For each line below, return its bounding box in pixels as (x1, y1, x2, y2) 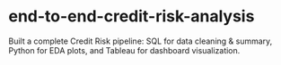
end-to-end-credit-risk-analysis (8, 6, 255, 27)
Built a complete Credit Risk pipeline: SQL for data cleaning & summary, (8, 36, 273, 46)
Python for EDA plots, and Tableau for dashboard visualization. (8, 45, 241, 55)
